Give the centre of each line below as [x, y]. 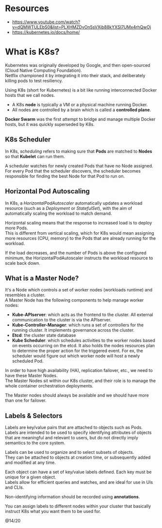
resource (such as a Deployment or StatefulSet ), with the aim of [69, 208]
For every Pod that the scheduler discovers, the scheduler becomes [73, 171]
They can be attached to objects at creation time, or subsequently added [78, 457]
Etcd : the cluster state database [44, 336]
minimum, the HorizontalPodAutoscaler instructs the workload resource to [79, 258]
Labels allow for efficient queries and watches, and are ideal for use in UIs [79, 482]
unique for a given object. [31, 477]
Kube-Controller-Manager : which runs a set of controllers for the [78, 325]
